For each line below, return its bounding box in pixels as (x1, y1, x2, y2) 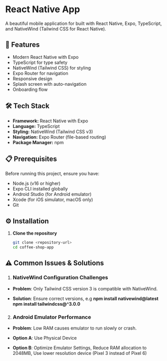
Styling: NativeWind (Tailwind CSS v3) (12, 128, 94, 135)
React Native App (5, 4, 80, 15)
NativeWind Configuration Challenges (12, 274, 108, 281)
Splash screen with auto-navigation (12, 81, 87, 87)
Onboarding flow (12, 86, 48, 92)
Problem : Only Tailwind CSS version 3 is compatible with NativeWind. (12, 285, 158, 291)
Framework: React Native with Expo (12, 118, 89, 124)
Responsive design (12, 75, 53, 82)
